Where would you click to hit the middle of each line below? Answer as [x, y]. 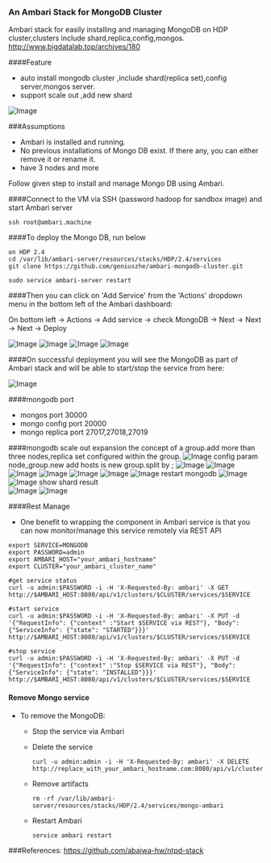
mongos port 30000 [53, 415]
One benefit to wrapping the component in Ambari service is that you [135, 522]
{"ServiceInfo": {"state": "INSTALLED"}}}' [83, 672]
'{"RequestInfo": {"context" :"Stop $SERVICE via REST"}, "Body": [122, 666]
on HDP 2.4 [27, 253]
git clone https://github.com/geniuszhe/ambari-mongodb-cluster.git [126, 266]
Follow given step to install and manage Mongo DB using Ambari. [117, 183]
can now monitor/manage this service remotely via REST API [121, 530]
